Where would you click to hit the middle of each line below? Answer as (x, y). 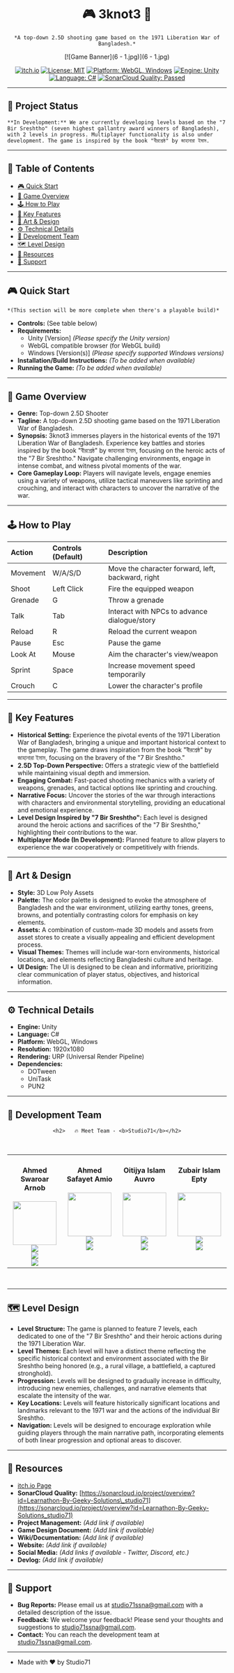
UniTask (39, 1079)
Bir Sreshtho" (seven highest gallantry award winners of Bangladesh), (113, 128)
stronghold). (35, 1373)
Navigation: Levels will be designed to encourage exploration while (114, 1425)
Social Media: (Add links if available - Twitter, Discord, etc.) (103, 1552)
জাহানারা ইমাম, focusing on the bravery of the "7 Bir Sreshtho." (101, 757)
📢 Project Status (43, 106)
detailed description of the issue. (64, 1612)
